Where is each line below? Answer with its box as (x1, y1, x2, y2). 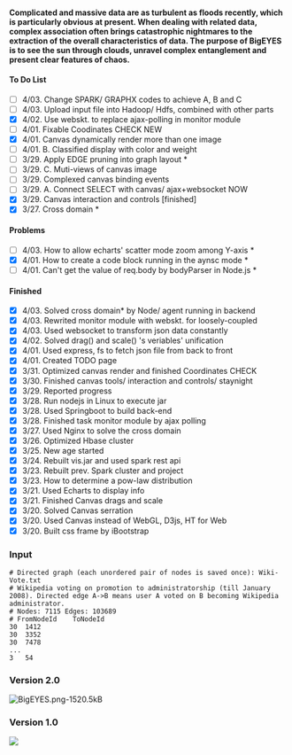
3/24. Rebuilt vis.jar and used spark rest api (21, 455, 181, 466)
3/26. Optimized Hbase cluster (21, 435, 134, 446)
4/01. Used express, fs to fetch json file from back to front (21, 346, 234, 356)
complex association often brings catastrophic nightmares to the (9, 26, 253, 36)
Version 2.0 (9, 673, 60, 686)
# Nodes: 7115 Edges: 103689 (9, 607, 117, 616)
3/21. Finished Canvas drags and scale (21, 495, 164, 506)
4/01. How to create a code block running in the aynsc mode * (21, 254, 249, 265)
